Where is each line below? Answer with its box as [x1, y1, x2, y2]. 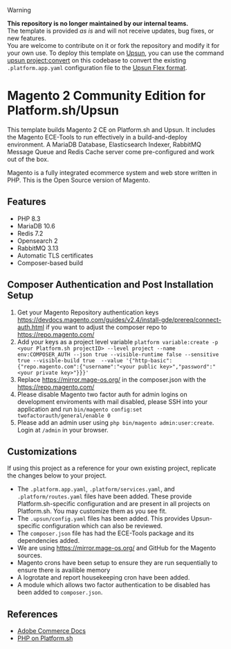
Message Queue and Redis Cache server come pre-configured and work [7, 147, 215, 155]
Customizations [7, 446, 77, 457]
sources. [17, 551, 43, 559]
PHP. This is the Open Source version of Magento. [7, 176, 151, 184]
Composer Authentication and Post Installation [7, 279, 214, 291]
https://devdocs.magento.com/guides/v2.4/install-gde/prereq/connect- [17, 315, 222, 323]
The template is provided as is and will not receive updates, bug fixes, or [7, 27, 214, 35]
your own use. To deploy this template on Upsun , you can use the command [7, 49, 225, 57]
